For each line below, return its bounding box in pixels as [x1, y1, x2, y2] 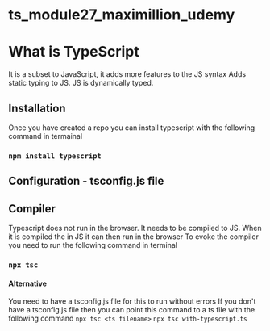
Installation [8, 101, 66, 115]
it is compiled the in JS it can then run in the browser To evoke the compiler [8, 232, 260, 241]
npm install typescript [8, 151, 102, 161]
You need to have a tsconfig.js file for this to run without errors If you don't [8, 296, 256, 306]
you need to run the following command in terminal [8, 241, 177, 250]
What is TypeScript [8, 43, 139, 61]
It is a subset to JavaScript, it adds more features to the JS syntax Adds [8, 69, 247, 79]
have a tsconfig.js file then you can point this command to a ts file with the [8, 305, 255, 315]
